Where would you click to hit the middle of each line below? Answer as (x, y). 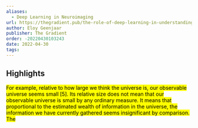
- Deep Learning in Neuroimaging (52, 17)
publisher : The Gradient (37, 33)
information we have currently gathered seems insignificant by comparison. (98, 113)
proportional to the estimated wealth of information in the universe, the (92, 106)
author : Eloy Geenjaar (34, 28)
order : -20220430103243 (35, 39)
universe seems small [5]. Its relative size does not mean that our (85, 94)
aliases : (17, 11)
